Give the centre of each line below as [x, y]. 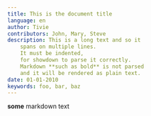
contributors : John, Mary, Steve [57, 34]
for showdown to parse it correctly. [76, 60]
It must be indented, [52, 54]
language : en [27, 21]
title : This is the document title [60, 14]
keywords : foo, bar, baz [44, 86]
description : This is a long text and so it [74, 40]
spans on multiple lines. [58, 47]
